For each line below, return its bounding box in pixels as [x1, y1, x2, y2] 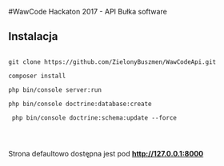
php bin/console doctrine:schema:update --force [11, 113, 178, 122]
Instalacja [8, 30, 58, 43]
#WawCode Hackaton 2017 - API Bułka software [8, 7, 168, 16]
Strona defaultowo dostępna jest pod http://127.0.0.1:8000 [8, 148, 204, 158]
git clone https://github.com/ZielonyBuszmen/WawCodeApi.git [8, 57, 217, 66]
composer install [8, 72, 66, 80]
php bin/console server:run [8, 85, 102, 94]
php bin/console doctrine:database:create [8, 100, 152, 108]
